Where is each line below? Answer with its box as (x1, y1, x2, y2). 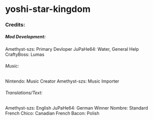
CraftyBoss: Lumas (5, 51, 44, 58)
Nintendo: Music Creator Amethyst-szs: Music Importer (5, 78, 119, 84)
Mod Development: (5, 33, 46, 39)
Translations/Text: (5, 90, 42, 96)
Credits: (5, 21, 25, 28)
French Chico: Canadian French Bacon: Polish (5, 111, 99, 117)
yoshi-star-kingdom (5, 3, 91, 15)
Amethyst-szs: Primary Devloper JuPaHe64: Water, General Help (5, 46, 139, 52)
